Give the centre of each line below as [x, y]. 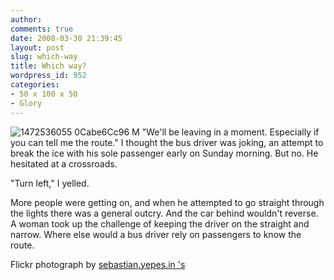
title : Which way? [48, 66]
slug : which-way [44, 57]
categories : [35, 85]
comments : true [42, 29]
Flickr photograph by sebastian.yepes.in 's [98, 264]
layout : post [37, 47]
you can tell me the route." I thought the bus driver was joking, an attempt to [167, 142]
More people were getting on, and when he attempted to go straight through [167, 202]
